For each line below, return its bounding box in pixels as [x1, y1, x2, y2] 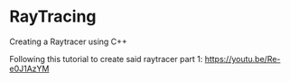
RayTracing [9, 6, 97, 27]
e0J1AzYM [9, 63, 50, 74]
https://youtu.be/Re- [204, 53, 281, 64]
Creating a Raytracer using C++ [9, 36, 128, 47]
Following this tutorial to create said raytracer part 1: [9, 53, 203, 64]
